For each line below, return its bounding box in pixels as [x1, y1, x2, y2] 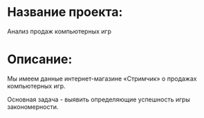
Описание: [7, 51, 73, 67]
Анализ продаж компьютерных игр [7, 27, 112, 35]
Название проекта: [7, 4, 123, 20]
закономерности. [7, 102, 59, 111]
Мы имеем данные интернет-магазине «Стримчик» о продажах [7, 74, 197, 83]
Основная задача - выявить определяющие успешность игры [7, 95, 190, 103]
